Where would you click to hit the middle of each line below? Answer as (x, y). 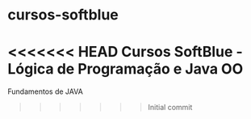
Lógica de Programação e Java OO (125, 69)
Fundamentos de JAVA (46, 91)
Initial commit (170, 108)
